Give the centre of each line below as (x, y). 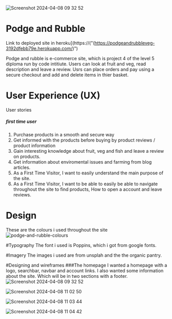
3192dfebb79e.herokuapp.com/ (39, 48)
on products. (27, 156)
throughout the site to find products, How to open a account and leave (88, 189)
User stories (19, 110)
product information (34, 145)
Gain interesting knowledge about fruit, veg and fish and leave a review (89, 151)
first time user (21, 121)
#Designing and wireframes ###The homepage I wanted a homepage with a (87, 265)
